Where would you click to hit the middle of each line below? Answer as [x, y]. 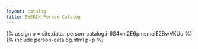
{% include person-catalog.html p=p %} [55, 40]
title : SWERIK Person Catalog [44, 17]
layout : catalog [26, 11]
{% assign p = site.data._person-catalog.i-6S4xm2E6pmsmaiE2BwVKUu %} [99, 33]
